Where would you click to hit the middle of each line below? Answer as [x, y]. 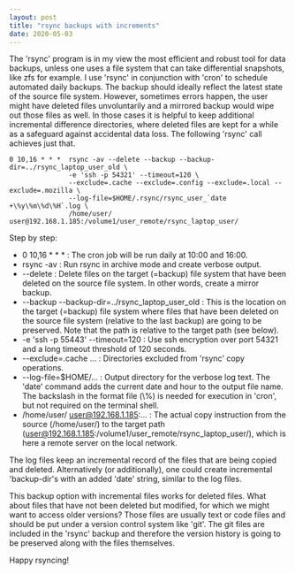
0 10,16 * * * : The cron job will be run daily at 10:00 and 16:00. [135, 255]
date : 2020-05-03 [41, 34]
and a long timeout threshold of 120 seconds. [104, 349]
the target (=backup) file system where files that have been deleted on [150, 311]
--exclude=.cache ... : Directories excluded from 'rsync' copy [133, 358]
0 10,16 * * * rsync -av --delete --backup [92, 160]
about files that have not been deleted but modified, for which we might [140, 506]
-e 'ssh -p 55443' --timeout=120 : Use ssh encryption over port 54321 [150, 340]
